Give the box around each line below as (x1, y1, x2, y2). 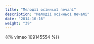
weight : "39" (5, 21, 32, 26)
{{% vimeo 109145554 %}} (5, 34, 60, 40)
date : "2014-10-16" (5, 16, 46, 21)
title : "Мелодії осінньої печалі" (5, 7, 77, 12)
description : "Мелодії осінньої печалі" (5, 12, 90, 17)
